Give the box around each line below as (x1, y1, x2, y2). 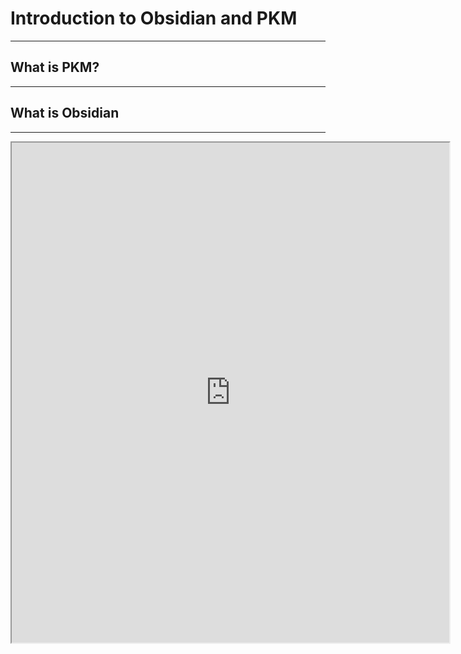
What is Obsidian (10, 105, 120, 122)
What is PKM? (10, 59, 100, 76)
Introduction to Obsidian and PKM (10, 7, 298, 30)
